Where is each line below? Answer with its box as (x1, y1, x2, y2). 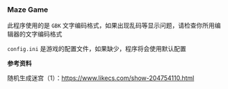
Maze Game (7, 5, 49, 14)
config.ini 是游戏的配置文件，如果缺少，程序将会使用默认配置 (7, 45, 186, 53)
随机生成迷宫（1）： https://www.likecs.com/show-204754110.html (7, 74, 195, 82)
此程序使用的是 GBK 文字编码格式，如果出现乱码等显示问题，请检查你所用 (7, 21, 215, 30)
